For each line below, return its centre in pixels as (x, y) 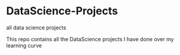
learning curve (24, 45)
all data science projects (36, 27)
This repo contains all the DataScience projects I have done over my (90, 39)
